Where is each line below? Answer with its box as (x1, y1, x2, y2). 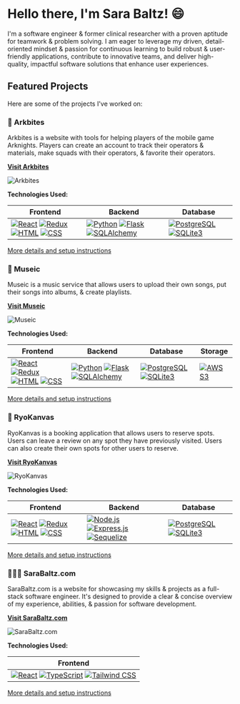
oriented (7, 44, 32, 53)
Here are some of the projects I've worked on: (7, 99, 143, 108)
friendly (7, 52, 31, 61)
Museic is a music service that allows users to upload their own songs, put (7, 281, 226, 289)
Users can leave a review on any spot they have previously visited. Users (7, 436, 223, 445)
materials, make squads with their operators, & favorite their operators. (7, 149, 216, 157)
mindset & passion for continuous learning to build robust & (33, 44, 209, 53)
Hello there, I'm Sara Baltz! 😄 (7, 6, 184, 22)
